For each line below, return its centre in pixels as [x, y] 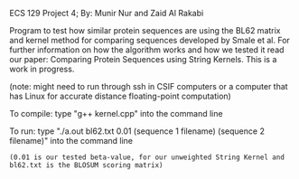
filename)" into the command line [71, 141]
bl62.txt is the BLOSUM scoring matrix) [87, 165]
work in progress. [42, 69]
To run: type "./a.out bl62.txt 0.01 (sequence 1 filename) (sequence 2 [137, 131]
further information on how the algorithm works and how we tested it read [147, 50]
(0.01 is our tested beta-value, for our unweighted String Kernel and [147, 157]
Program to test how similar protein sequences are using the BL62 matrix [145, 30]
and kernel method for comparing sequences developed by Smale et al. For [150, 40]
